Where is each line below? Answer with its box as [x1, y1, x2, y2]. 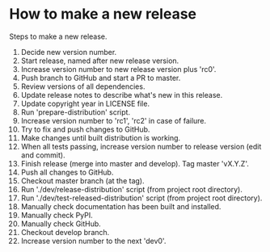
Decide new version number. [20, 47, 117, 57]
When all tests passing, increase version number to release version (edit [20, 141, 262, 151]
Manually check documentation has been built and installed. [20, 201, 221, 211]
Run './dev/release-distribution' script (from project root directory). [20, 184, 243, 194]
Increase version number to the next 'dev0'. [20, 236, 167, 246]
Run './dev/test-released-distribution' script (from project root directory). [20, 193, 263, 203]
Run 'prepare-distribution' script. [20, 107, 131, 117]
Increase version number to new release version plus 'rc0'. [20, 64, 217, 73]
